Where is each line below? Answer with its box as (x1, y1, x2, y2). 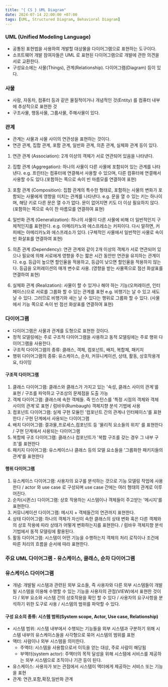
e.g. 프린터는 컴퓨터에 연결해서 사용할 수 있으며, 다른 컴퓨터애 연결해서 (23, 170, 161, 176)
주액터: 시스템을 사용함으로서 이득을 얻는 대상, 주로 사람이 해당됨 (20, 645, 146, 651)
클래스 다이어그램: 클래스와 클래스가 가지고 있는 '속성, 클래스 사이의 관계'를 (12, 384, 159, 390)
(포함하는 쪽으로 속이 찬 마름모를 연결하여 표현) (12, 206, 105, 212)
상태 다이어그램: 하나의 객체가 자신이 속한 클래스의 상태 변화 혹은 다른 (12, 515, 148, 521)
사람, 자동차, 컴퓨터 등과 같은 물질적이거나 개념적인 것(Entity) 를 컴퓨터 (12, 97, 151, 103)
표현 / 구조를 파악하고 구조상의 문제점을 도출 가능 (12, 390, 108, 396)
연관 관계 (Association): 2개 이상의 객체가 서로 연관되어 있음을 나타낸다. (12, 153, 154, 159)
